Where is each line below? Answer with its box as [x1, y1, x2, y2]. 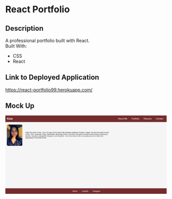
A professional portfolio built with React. [5, 37, 90, 43]
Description [5, 24, 44, 33]
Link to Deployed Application [5, 73, 99, 82]
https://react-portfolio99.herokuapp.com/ [5, 86, 93, 93]
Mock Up [5, 101, 35, 110]
